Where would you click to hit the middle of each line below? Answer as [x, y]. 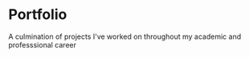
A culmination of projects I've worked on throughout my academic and [125, 36]
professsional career [42, 44]
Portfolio [38, 15]
